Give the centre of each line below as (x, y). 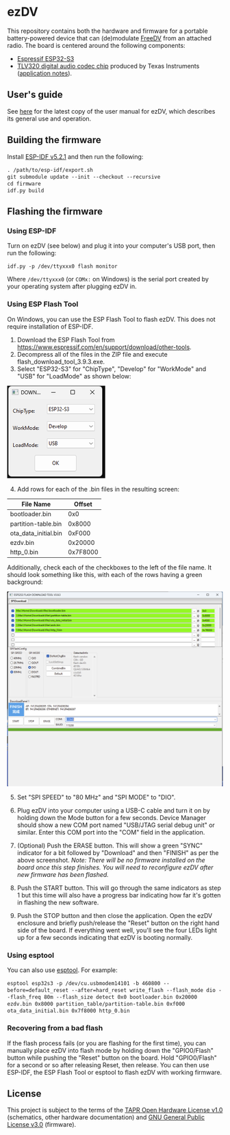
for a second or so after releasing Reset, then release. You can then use (108, 1064)
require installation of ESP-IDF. (50, 327)
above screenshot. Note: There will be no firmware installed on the (111, 860)
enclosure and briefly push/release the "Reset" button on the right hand (118, 923)
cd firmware (24, 183)
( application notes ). (44, 73)
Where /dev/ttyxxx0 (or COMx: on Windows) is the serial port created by (108, 279)
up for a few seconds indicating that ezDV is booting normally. (105, 938)
